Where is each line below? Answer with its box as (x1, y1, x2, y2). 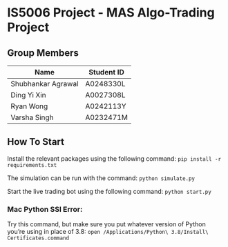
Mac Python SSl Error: (7, 204, 83, 214)
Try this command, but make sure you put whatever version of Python (7, 220, 206, 228)
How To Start (7, 136, 64, 148)
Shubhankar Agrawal (10, 79, 79, 88)
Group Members (7, 47, 79, 59)
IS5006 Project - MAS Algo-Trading (7, 5, 216, 21)
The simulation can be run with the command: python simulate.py (7, 174, 196, 182)
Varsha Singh (10, 112, 54, 122)
